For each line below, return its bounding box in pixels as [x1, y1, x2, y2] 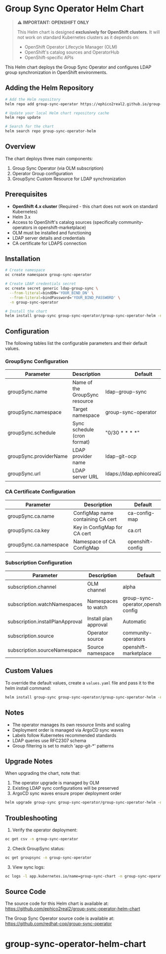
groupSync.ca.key [7, 527, 50, 534]
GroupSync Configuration [5, 358, 68, 365]
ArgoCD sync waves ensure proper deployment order [12, 790, 122, 797]
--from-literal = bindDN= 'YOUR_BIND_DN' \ [9, 290, 94, 295]
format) [72, 439, 90, 446]
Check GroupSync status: [12, 845, 65, 851]
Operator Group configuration [12, 170, 73, 176]
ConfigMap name [73, 509, 114, 516]
